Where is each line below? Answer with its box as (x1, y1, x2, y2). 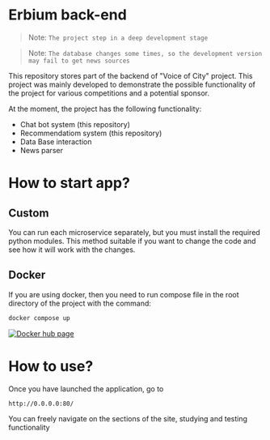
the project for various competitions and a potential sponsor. (8, 88, 210, 98)
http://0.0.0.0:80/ (8, 399, 74, 408)
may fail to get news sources (27, 57, 131, 65)
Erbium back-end (8, 6, 127, 24)
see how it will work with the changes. (8, 245, 136, 254)
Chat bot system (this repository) (19, 119, 131, 129)
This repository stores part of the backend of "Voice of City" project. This (8, 70, 253, 80)
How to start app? (8, 174, 131, 192)
